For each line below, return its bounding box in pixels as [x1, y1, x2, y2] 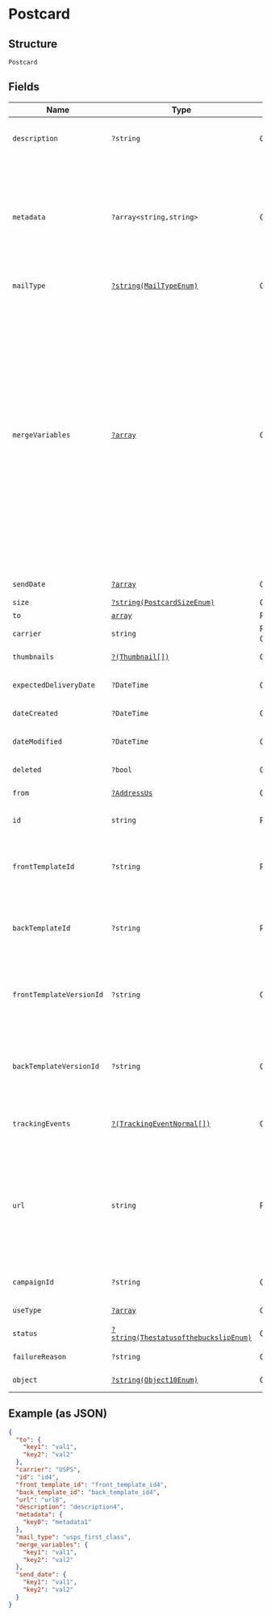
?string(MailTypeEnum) [111, 281, 198, 290]
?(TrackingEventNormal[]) [111, 1119, 211, 1128]
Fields [8, 80, 40, 94]
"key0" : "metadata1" [23, 1518, 92, 1526]
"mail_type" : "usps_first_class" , [15, 1533, 131, 1541]
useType [12, 1305, 42, 1315]
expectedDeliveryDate [12, 680, 95, 690]
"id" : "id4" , [15, 1473, 60, 1481]
